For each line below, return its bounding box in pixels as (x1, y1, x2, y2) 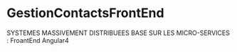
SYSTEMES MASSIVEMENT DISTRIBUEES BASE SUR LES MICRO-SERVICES (6, 28, 231, 37)
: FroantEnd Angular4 (6, 36, 69, 44)
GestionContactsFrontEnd (6, 5, 164, 21)
